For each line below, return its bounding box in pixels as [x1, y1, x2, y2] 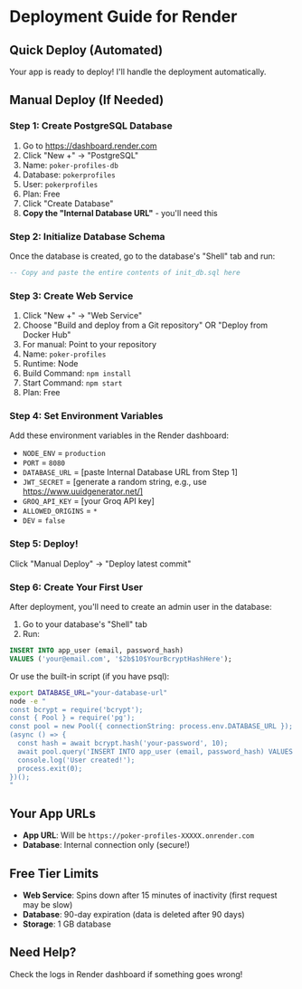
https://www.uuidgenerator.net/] [22, 486, 143, 497]
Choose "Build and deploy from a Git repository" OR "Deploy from [22, 319, 269, 331]
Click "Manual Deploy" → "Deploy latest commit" [9, 558, 192, 569]
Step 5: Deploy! [9, 537, 79, 550]
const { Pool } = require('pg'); [9, 713, 136, 723]
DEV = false [22, 515, 66, 526]
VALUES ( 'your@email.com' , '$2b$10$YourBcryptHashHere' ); [9, 654, 232, 663]
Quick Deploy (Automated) [9, 43, 164, 58]
